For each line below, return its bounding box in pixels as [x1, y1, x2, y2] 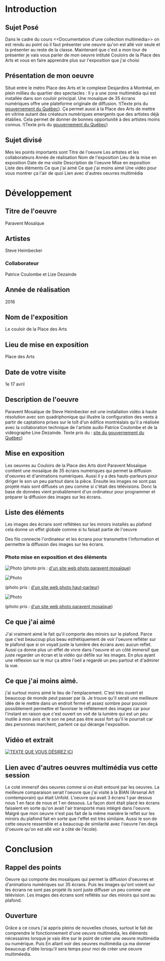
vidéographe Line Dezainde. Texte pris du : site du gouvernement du [5, 430, 144, 435]
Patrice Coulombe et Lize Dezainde [5, 271, 77, 277]
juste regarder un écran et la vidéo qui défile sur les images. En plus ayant [5, 652, 156, 658]
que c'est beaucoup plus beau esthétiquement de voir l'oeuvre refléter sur [5, 636, 156, 642]
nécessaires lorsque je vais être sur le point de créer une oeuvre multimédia [5, 935, 159, 941]
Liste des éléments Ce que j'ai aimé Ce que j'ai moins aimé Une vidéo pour [5, 165, 157, 171]
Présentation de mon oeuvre [5, 72, 95, 80]
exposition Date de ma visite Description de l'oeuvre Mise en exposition [5, 159, 150, 165]
